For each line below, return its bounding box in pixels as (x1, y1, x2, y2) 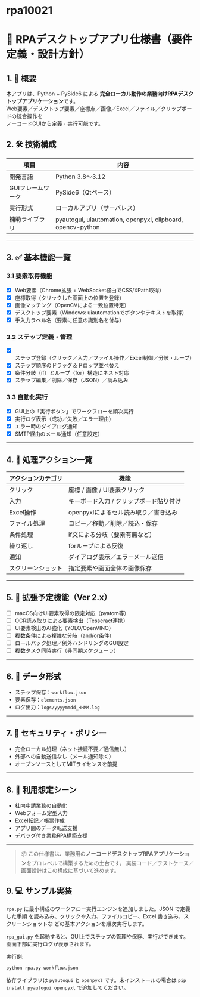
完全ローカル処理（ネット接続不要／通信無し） (14, 745, 130, 752)
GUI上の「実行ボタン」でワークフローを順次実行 (14, 408, 134, 415)
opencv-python (55, 223, 100, 231)
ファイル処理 (9, 519, 46, 527)
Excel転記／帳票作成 (14, 817, 65, 824)
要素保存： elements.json (14, 696, 76, 703)
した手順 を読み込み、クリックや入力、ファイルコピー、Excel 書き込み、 (6, 913, 184, 920)
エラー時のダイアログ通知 (14, 422, 78, 430)
